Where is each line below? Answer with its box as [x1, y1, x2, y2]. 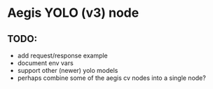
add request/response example [17, 51, 109, 60]
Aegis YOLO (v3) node [7, 5, 139, 21]
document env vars [17, 59, 74, 67]
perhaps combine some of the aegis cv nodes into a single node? [17, 74, 207, 82]
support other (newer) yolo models [17, 67, 118, 74]
